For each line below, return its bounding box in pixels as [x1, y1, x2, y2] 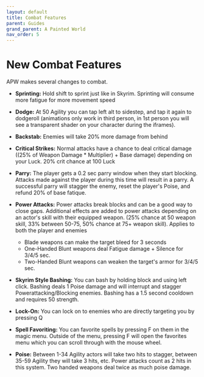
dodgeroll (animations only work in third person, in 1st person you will [15, 115, 190, 122]
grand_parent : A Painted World [6, 26, 86, 32]
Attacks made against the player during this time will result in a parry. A [15, 176, 194, 184]
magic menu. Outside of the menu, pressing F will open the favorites [15, 332, 187, 340]
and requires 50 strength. [15, 296, 79, 303]
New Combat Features [6, 58, 122, 72]
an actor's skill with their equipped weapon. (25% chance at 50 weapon [15, 214, 196, 221]
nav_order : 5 [6, 32, 40, 38]
